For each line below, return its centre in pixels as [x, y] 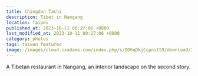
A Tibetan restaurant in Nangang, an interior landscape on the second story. [98, 67]
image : [14, 50]
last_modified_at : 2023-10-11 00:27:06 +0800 [63, 34]
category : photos [27, 39]
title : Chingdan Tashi [34, 11]
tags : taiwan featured [34, 45]
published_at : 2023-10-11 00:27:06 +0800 [58, 28]
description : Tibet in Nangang [44, 17]
